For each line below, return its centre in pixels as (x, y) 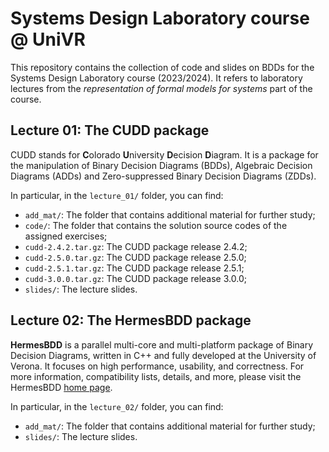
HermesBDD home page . (61, 387)
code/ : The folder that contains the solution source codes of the (156, 225)
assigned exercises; (66, 236)
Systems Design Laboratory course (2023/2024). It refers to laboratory (156, 78)
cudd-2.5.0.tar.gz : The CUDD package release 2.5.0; (135, 257)
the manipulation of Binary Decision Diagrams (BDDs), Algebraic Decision (161, 165)
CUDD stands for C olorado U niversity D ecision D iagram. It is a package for (164, 154)
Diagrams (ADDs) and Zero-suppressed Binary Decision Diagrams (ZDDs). (163, 176)
